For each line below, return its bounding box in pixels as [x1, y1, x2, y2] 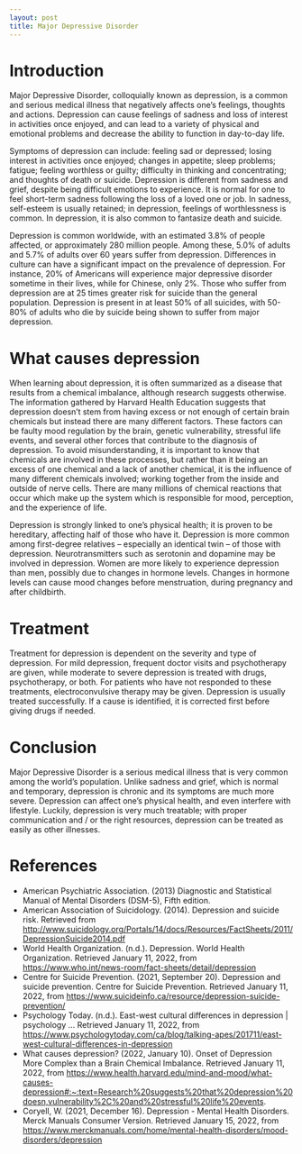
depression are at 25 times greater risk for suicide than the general [9, 287, 258, 298]
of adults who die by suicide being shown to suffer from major [29, 307, 260, 318]
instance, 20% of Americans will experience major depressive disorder [9, 268, 273, 279]
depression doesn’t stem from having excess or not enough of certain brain [9, 406, 290, 417]
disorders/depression [22, 1134, 103, 1145]
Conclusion [9, 737, 97, 758]
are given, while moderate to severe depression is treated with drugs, [9, 668, 268, 678]
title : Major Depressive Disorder [9, 22, 140, 31]
